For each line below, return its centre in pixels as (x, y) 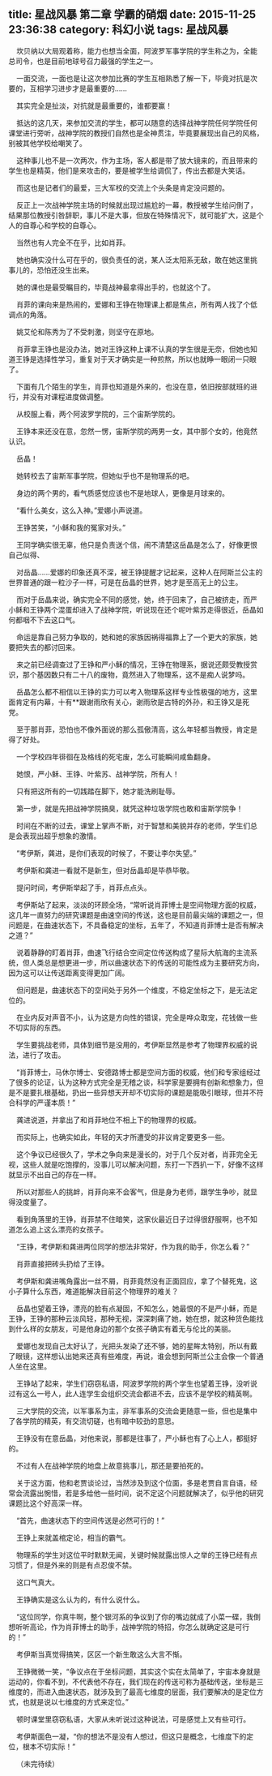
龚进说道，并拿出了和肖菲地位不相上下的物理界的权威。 (108, 1120)
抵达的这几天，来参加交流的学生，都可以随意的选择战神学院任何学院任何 (136, 123)
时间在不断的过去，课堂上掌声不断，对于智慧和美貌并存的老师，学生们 (133, 825)
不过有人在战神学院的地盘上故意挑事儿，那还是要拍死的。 (112, 1465)
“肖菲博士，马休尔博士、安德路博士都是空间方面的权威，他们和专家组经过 (138, 1072)
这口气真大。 (37, 1582)
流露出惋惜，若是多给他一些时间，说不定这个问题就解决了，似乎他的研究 (143, 1493)
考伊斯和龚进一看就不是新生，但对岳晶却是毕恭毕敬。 (105, 870)
